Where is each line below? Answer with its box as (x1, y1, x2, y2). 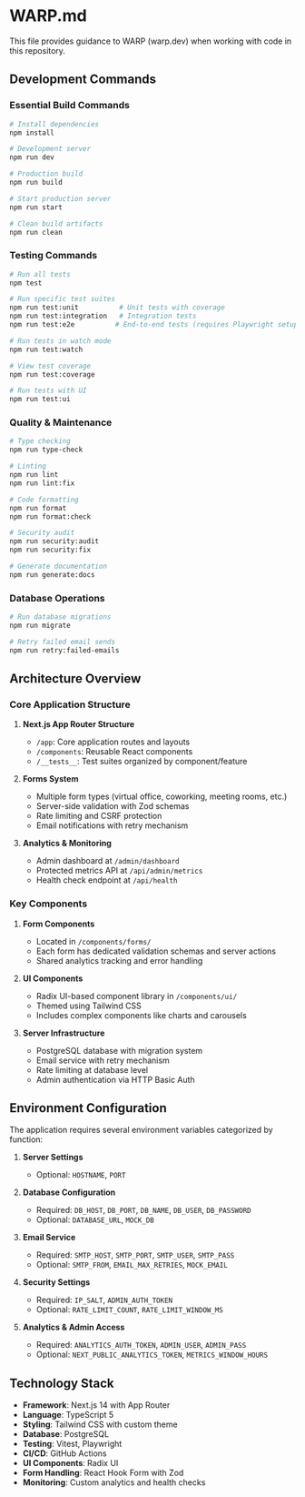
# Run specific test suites (9, 295, 116, 304)
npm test (9, 278, 43, 288)
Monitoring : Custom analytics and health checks (22, 1477, 206, 1488)
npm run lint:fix (9, 479, 75, 488)
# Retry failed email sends (9, 637, 116, 646)
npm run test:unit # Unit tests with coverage (9, 303, 225, 312)
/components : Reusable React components (35, 746, 193, 757)
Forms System (22, 774, 79, 784)
